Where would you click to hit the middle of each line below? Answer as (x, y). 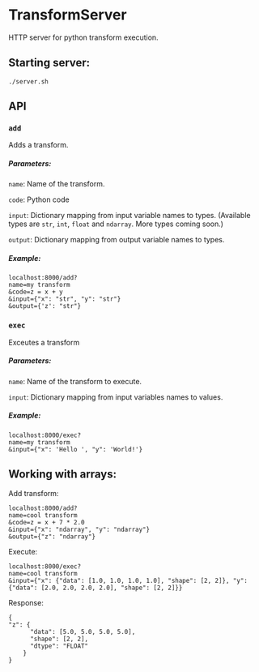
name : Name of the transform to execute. (75, 381)
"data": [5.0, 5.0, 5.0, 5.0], (83, 632)
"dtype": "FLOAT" (59, 646)
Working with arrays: (63, 474)
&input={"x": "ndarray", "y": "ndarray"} (79, 530)
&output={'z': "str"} (45, 306)
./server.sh (28, 81)
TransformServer (68, 15)
